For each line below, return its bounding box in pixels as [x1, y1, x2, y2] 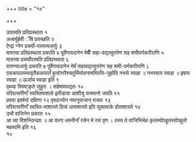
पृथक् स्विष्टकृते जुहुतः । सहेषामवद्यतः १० [6, 83, 84, 90]
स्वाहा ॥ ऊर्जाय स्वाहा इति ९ [6, 76, 60, 83]
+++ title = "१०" [6, 5, 45, 12]
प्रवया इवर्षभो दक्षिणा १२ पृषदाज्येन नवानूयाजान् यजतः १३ [6, 96, 111, 103]
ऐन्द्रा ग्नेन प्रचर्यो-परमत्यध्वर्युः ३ [6, 42, 63, 49]
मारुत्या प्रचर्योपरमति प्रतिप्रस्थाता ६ [6, 56, 69, 63]
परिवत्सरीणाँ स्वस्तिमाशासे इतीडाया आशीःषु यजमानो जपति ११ [6, 90, 120, 97]
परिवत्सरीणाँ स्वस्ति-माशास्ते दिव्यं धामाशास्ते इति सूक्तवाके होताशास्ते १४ [6, 103, 141, 110]
